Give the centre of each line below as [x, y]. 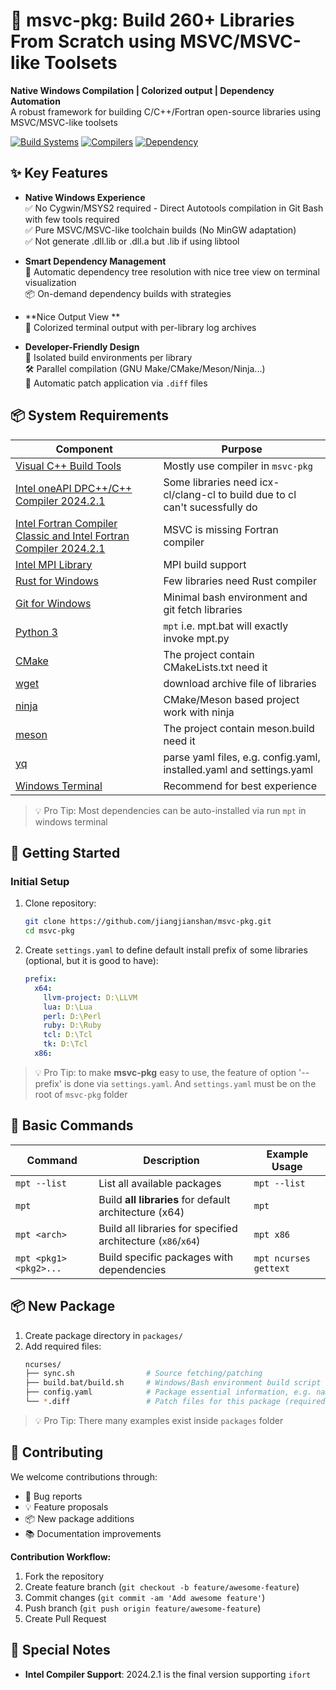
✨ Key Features [59, 173]
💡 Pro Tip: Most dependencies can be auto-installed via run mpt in [170, 810]
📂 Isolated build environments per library [108, 357]
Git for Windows [53, 603]
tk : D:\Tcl [66, 1044]
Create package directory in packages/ [103, 1335]
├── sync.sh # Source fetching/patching [143, 1374]
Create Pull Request [65, 1618]
